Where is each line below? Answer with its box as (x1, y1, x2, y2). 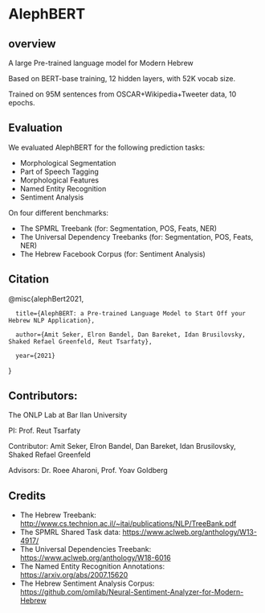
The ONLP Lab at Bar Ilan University (8, 410, 128, 420)
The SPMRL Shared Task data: (19, 528, 121, 537)
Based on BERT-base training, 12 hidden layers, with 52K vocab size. (8, 74, 235, 83)
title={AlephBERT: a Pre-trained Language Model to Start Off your (15, 309, 247, 318)
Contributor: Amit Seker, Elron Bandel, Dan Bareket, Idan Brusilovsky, (8, 442, 237, 451)
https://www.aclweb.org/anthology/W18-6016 (19, 553, 171, 563)
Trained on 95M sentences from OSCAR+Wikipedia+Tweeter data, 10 (8, 89, 237, 99)
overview (8, 37, 56, 51)
